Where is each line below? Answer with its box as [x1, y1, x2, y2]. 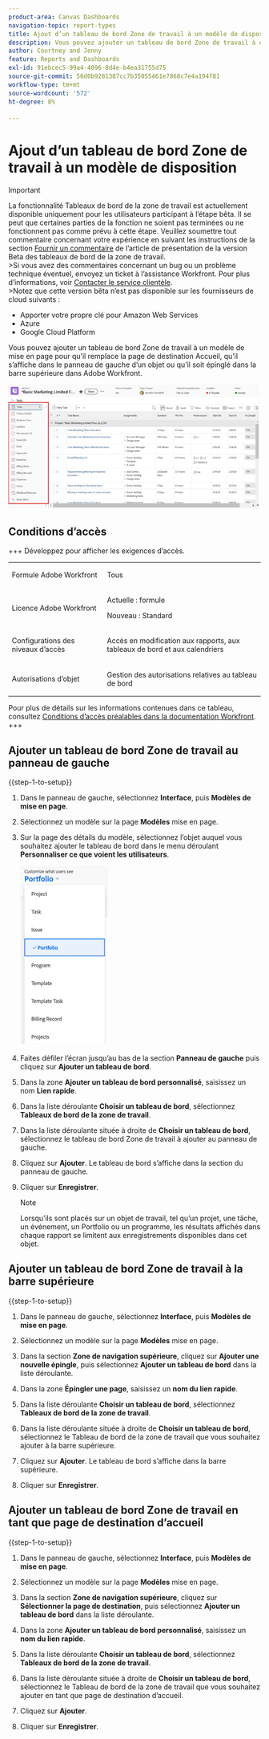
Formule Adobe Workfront [11, 570, 98, 580]
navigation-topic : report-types [8, 21, 116, 30]
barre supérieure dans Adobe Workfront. [8, 369, 143, 378]
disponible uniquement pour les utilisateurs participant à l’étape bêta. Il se [8, 210, 252, 219]
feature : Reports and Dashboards [8, 55, 120, 63]
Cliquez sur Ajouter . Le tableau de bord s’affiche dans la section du [19, 1159, 243, 1168]
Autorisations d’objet [11, 674, 80, 684]
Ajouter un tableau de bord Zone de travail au [8, 743, 239, 757]
